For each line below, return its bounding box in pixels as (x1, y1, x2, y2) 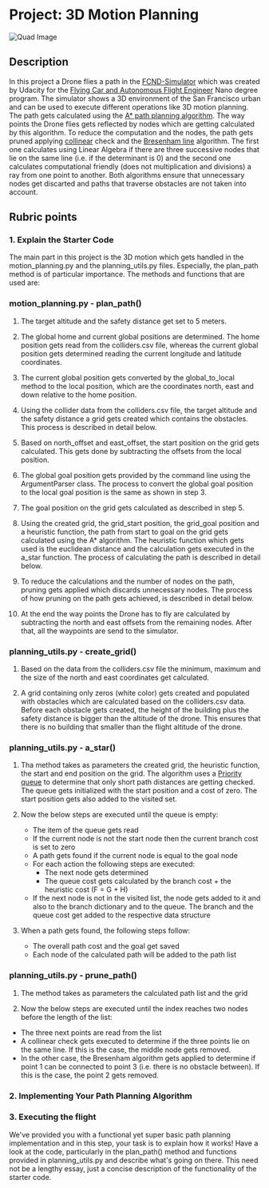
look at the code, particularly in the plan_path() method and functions (9, 1146, 238, 1156)
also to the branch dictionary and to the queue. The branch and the (32, 902, 254, 912)
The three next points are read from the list (20, 1027, 162, 1037)
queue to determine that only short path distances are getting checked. (20, 777, 255, 787)
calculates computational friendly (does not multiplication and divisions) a (9, 162, 252, 171)
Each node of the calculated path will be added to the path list (32, 950, 237, 960)
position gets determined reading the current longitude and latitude (20, 348, 242, 358)
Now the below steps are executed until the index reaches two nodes (20, 1003, 248, 1013)
